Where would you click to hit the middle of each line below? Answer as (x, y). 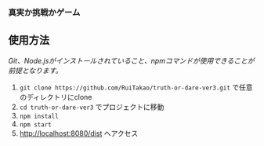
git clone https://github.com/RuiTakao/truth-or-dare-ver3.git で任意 (136, 87)
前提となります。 (35, 70)
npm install (39, 116)
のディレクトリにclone (56, 97)
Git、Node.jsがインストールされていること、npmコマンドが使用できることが (131, 60)
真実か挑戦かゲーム (44, 12)
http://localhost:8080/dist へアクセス (79, 133)
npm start (36, 124)
